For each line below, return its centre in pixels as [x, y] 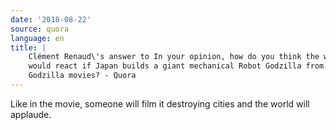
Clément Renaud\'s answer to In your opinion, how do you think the [174, 57]
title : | [28, 47]
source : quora [40, 29]
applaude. [31, 114]
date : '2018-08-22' [51, 19]
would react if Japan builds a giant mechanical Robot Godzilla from [176, 66]
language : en [37, 38]
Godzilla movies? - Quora [82, 76]
